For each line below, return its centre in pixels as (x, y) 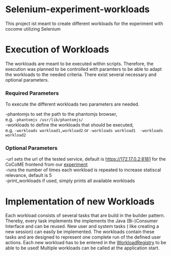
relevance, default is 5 (29, 175)
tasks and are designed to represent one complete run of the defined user (83, 237)
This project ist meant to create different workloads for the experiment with (84, 23)
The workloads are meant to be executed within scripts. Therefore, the (80, 63)
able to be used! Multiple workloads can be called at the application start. (82, 248)
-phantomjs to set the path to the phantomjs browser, (61, 114)
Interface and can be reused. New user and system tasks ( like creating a (82, 226)
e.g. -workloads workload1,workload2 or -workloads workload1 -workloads (84, 131)
